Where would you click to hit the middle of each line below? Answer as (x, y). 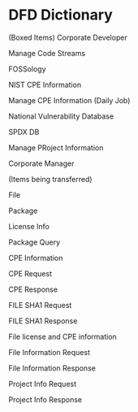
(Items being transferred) (50, 179)
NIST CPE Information (45, 85)
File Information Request (50, 352)
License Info (29, 226)
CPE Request (30, 273)
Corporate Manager (41, 163)
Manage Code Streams (47, 53)
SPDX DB (24, 132)
